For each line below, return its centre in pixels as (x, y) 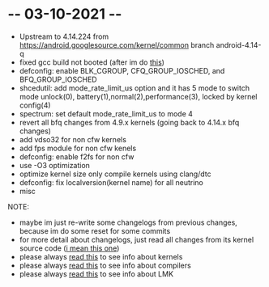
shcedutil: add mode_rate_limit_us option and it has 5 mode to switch (134, 88)
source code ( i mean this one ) (69, 248)
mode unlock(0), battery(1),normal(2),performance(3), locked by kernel (138, 96)
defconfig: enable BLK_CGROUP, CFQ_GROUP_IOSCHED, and (122, 70)
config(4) (35, 105)
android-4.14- (239, 44)
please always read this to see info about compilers (105, 265)
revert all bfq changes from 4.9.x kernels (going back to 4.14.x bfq (129, 122)
